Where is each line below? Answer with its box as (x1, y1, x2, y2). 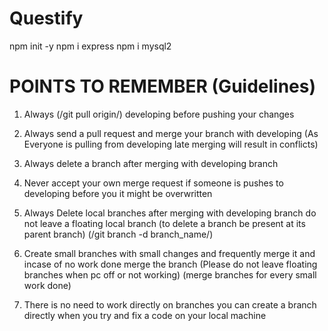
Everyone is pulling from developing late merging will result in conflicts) (23, 138, 319, 150)
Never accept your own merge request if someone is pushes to (23, 177, 284, 189)
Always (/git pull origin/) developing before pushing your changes (23, 108, 295, 120)
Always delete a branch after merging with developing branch (23, 157, 279, 169)
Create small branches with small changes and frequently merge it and (23, 247, 316, 259)
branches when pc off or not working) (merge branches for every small (23, 268, 317, 281)
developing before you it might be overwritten (23, 187, 213, 199)
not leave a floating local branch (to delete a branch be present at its (23, 217, 306, 229)
